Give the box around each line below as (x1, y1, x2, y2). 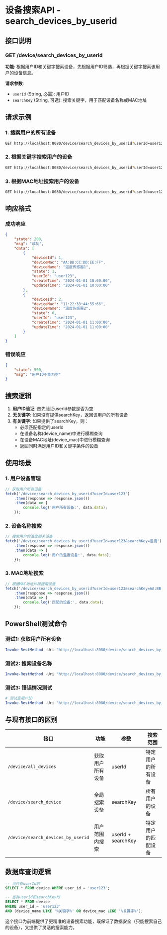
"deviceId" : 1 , (31, 255, 64, 260)
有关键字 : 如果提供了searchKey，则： (12, 418, 89, 424)
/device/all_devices (7, 764, 56, 769)
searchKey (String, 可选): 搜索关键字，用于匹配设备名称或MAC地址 (12, 97, 147, 103)
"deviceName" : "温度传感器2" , (31, 306, 91, 311)
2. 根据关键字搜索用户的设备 (5, 154, 73, 161)
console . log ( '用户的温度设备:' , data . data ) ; (23, 552, 112, 557)
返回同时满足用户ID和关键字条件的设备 (19, 443, 98, 449)
